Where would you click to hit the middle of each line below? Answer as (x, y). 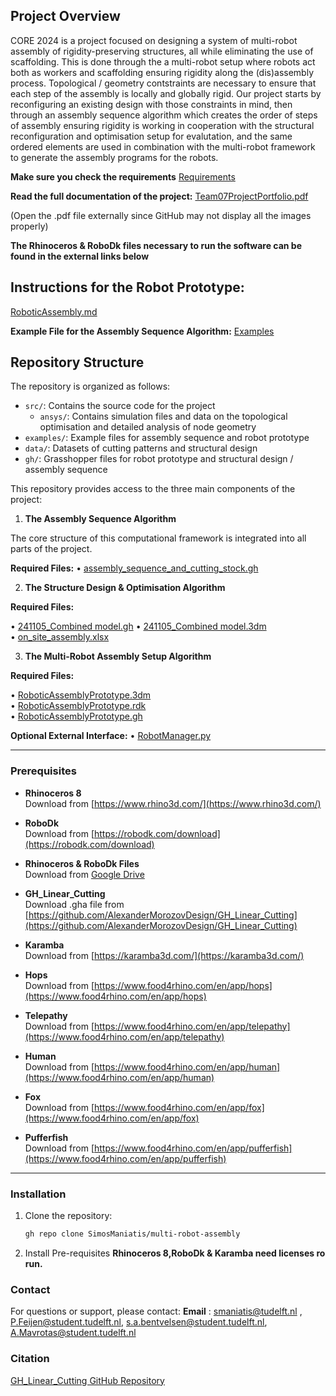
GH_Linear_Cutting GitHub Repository (87, 1380)
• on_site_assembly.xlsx (60, 637)
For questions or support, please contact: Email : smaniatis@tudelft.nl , (156, 1311)
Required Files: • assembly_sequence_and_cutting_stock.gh (134, 568)
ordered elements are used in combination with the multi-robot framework (163, 146)
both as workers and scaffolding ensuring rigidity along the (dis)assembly (162, 72)
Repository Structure (77, 362)
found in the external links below (80, 256)
